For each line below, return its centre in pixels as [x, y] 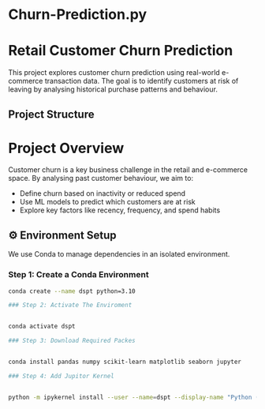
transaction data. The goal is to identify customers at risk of [142, 81]
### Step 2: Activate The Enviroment [70, 306]
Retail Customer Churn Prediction [121, 51]
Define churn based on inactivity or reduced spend [103, 193]
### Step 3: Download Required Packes [72, 341]
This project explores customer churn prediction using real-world [114, 73]
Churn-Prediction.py [78, 15]
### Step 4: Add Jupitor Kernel [61, 376]
